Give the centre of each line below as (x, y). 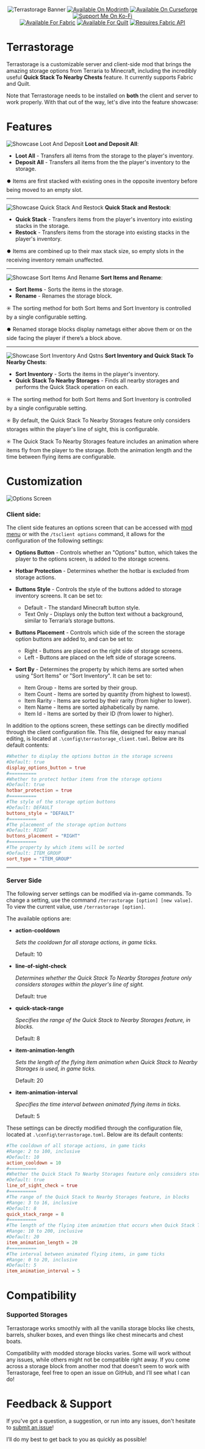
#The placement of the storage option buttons (67, 825)
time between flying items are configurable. (61, 456)
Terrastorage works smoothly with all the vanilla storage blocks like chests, (101, 1328)
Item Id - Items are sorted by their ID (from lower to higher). (99, 714)
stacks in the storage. (42, 225)
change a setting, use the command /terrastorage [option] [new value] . (99, 900)
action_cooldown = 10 (34, 1163)
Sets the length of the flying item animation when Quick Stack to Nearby (106, 1062)
